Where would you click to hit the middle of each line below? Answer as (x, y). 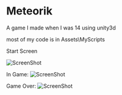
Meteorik (29, 11)
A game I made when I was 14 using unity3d (61, 28)
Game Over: (21, 86)
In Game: (18, 74)
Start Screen (22, 51)
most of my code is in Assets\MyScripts (56, 39)
